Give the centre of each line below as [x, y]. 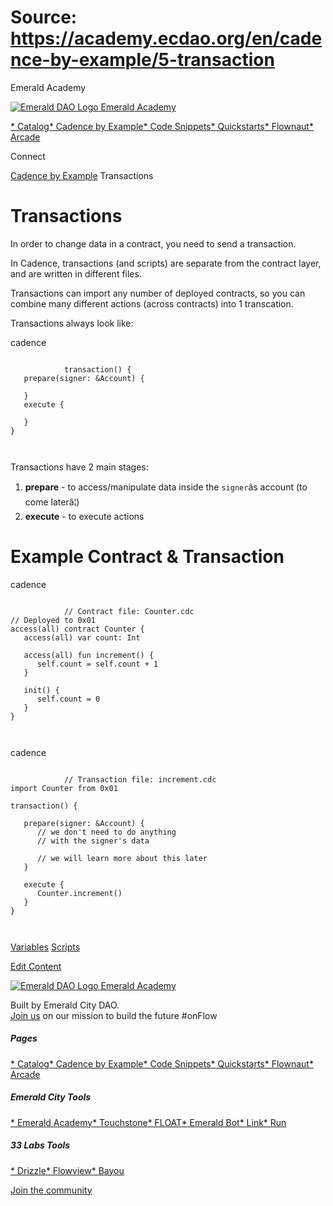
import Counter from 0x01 [64, 788]
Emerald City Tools [51, 1097]
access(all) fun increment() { [89, 655]
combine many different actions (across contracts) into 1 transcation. [152, 303]
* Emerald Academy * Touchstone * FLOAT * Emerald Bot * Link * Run [148, 1122]
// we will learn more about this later [122, 858]
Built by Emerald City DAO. [65, 1005]
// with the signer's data [93, 841]
